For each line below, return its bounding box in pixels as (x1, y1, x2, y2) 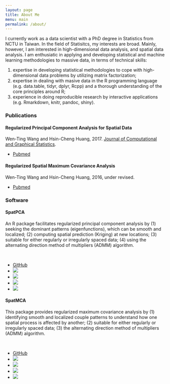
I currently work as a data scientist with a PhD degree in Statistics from (5, 36, 154, 42)
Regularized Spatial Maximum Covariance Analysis (5, 163, 116, 169)
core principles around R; (12, 88, 66, 94)
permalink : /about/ (5, 21, 47, 27)
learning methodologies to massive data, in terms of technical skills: (5, 57, 147, 63)
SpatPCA (5, 209, 25, 215)
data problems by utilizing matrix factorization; (39, 72, 137, 79)
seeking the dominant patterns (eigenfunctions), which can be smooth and (5, 226, 161, 232)
